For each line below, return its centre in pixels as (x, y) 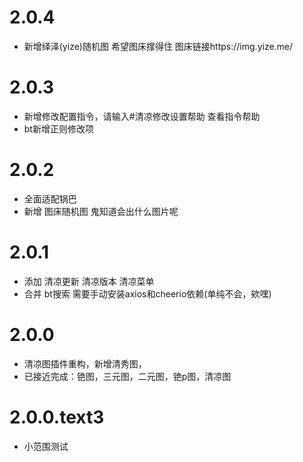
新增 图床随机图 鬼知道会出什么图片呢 (101, 211)
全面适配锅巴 (50, 198)
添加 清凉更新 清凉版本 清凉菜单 (89, 281)
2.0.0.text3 (57, 417)
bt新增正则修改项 (58, 128)
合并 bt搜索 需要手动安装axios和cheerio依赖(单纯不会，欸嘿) (147, 293)
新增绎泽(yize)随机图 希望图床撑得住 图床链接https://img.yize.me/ (158, 46)
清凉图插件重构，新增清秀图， (85, 363)
